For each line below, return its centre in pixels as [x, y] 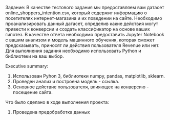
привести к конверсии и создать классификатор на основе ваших [78, 29]
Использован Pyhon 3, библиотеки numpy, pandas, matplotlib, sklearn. [89, 76]
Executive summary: [27, 66]
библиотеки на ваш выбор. [35, 56]
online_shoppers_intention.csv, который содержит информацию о [76, 13]
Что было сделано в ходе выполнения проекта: [57, 102]
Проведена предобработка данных [51, 112]
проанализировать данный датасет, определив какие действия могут [82, 23]
